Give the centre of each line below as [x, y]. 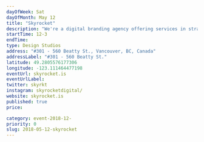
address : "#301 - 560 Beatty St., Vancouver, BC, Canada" [81, 51]
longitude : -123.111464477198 [45, 68]
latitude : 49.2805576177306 [42, 62]
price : [15, 107]
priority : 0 [21, 124]
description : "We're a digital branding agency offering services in [96, 29]
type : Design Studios [34, 46]
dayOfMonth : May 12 [31, 18]
